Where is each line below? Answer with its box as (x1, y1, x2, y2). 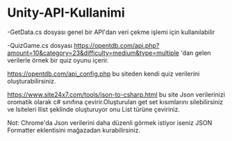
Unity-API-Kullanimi (7, 5, 125, 21)
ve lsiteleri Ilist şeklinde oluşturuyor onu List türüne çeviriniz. (7, 105, 181, 113)
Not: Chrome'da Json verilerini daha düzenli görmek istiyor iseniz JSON (7, 118, 213, 126)
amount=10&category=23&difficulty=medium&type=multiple (7, 49, 179, 57)
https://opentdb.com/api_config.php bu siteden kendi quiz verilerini (7, 69, 200, 78)
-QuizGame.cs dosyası (7, 41, 73, 49)
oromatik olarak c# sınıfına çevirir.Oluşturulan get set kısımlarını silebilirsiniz (7, 97, 224, 106)
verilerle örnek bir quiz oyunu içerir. (7, 56, 109, 64)
